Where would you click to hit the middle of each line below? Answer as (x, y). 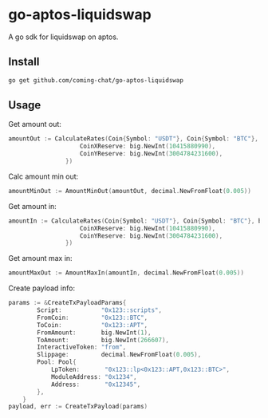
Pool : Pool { (57, 362)
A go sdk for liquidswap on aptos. (63, 37)
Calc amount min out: (43, 176)
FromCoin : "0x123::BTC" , (93, 317)
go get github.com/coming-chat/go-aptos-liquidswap (96, 80)
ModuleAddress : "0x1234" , (94, 377)
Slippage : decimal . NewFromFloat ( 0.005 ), (119, 355)
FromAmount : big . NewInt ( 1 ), (94, 333)
